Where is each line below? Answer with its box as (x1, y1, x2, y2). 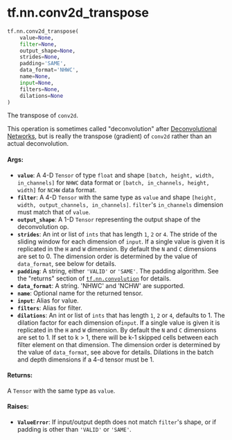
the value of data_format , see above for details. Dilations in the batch (17, 348, 214, 356)
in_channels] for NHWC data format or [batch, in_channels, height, (17, 178, 210, 187)
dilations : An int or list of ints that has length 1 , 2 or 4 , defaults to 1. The (17, 311, 225, 319)
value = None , (19, 34, 54, 41)
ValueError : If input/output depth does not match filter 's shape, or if (17, 418, 217, 426)
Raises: (7, 403, 29, 411)
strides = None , (19, 53, 60, 60)
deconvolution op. (17, 222, 69, 230)
